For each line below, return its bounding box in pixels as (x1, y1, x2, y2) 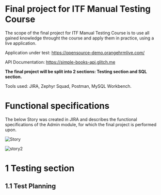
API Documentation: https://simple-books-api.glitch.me (5, 59, 115, 65)
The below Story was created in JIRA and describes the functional (5, 116, 137, 122)
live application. (5, 40, 36, 46)
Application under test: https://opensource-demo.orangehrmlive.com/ (5, 50, 145, 56)
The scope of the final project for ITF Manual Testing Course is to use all (5, 30, 149, 36)
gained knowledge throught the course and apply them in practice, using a (5, 35, 154, 41)
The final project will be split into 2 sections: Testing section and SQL (5, 68, 147, 74)
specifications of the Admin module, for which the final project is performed (5, 121, 157, 127)
